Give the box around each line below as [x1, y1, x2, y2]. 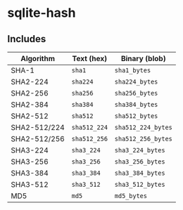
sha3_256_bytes [114, 158, 165, 166]
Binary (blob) [120, 54, 167, 63]
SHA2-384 [11, 100, 49, 110]
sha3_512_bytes [114, 181, 165, 188]
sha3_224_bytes [114, 146, 165, 154]
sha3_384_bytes [114, 169, 165, 177]
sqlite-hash [7, 5, 76, 21]
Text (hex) [72, 54, 108, 63]
